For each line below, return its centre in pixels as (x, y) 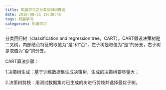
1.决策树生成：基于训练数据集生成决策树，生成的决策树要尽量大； (72, 72)
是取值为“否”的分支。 (27, 51)
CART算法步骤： (22, 61)
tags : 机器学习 (19, 19)
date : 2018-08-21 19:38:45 (33, 14)
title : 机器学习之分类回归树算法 (35, 10)
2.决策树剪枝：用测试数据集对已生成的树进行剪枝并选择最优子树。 (73, 83)
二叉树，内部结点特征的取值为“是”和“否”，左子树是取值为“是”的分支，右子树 (83, 45)
